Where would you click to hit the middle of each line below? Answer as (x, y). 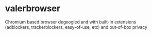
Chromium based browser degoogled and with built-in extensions (71, 22)
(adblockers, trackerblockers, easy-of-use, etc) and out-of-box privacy (76, 27)
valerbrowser (33, 9)
